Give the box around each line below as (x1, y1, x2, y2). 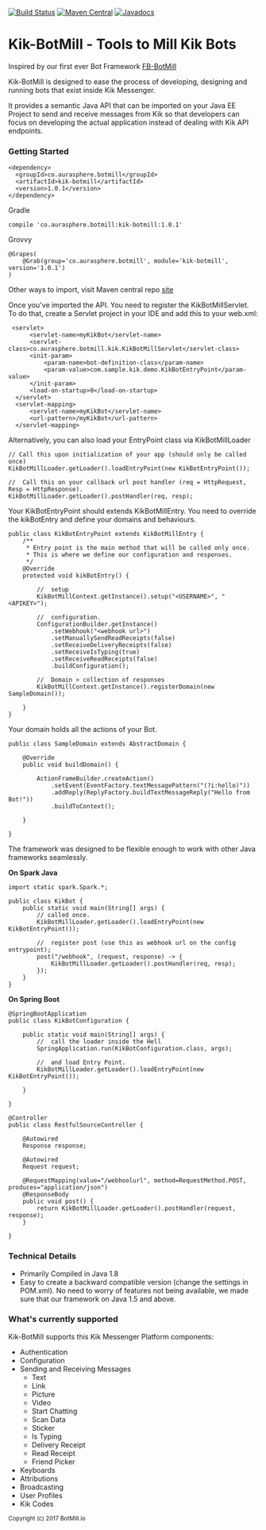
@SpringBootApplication (8, 1010, 87, 1018)
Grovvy (8, 235, 33, 245)
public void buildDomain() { (22, 761, 119, 769)
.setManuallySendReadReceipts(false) (50, 634, 176, 642)
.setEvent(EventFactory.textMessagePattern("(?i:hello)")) (50, 782, 250, 790)
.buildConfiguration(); (50, 662, 129, 670)
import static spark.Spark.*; (8, 884, 109, 892)
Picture (31, 1389, 56, 1399)
